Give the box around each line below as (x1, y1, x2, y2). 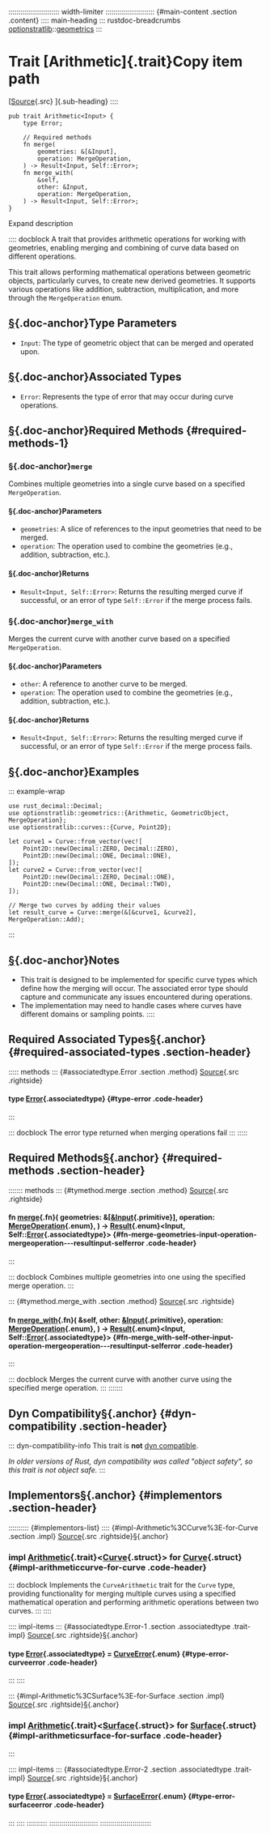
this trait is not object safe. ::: (8, 1465, 106, 1475)
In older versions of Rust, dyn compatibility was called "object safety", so (8, 1456, 253, 1466)
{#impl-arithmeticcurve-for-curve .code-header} (8, 1562, 207, 1573)
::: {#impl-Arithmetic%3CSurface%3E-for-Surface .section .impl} (8, 1691, 225, 1701)
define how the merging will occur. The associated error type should (19, 983, 248, 993)
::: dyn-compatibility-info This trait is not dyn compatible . (8, 1441, 199, 1451)
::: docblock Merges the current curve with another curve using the (8, 1374, 232, 1384)
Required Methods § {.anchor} (8, 1151, 160, 1165)
